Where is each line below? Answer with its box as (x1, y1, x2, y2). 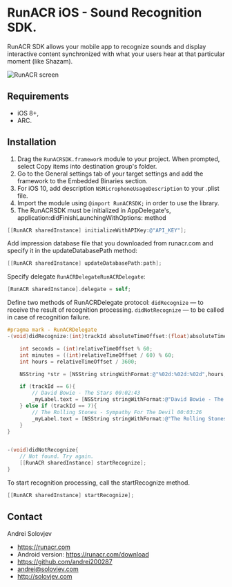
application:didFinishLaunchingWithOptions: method (17, 213, 167, 222)
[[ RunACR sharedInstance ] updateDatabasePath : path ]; (7, 260, 162, 267)
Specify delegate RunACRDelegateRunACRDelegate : (7, 272, 146, 281)
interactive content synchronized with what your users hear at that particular (7, 50, 225, 58)
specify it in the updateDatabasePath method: (7, 247, 138, 255)
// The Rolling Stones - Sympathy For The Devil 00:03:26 (32, 409, 202, 416)
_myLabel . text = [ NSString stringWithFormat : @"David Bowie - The (32, 396, 224, 403)
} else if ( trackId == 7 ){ (19, 402, 97, 409)
